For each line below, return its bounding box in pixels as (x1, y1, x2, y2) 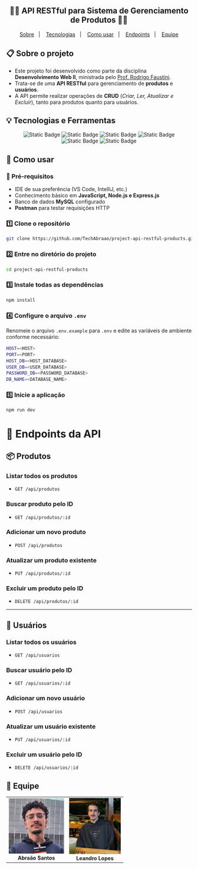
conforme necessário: (6, 333, 60, 340)
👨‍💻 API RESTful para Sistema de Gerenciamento (9, 6, 189, 16)
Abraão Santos (17, 854, 55, 861)
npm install (6, 297, 35, 303)
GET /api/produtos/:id (14, 514, 71, 521)
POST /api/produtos (14, 542, 63, 548)
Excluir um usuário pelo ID (6, 750, 82, 758)
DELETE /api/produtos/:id (14, 599, 78, 605)
